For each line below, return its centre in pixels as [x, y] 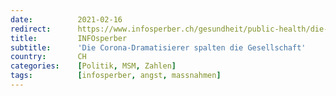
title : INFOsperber [69, 38]
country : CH [48, 57]
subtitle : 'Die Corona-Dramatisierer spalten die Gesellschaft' [158, 47]
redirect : [31, 29]
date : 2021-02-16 [66, 19]
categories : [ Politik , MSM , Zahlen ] [93, 66]
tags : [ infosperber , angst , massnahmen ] [116, 76]
